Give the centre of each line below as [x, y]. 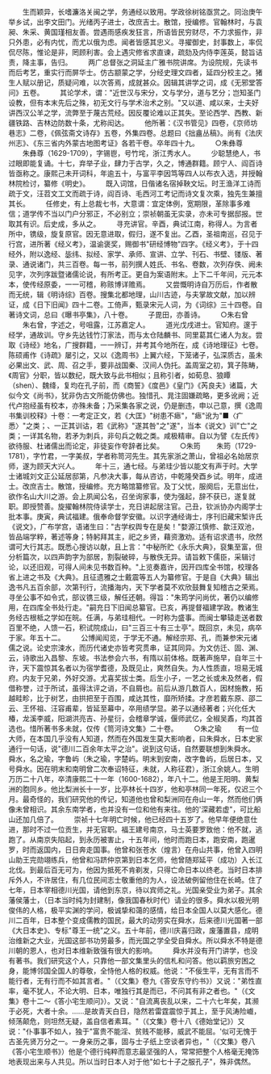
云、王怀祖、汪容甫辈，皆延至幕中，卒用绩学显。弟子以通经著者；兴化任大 [132, 708]
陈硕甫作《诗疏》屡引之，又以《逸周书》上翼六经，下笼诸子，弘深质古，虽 [132, 355]
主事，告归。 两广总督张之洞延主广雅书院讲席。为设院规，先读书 [144, 62]
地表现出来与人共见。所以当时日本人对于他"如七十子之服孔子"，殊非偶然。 [132, 1061]
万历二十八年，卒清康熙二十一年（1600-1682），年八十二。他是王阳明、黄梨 [134, 779]
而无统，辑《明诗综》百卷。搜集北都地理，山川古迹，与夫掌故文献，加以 [128, 294]
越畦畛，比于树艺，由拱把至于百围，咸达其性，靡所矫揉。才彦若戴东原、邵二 [135, 698]
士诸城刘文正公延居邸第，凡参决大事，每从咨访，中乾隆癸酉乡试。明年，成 [132, 476]
